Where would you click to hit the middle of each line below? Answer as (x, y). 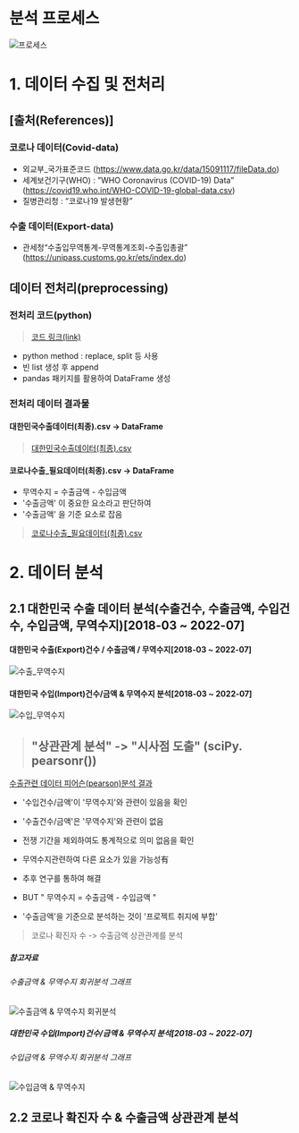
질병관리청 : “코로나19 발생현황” (77, 200)
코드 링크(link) (56, 336)
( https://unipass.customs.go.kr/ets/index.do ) (104, 258)
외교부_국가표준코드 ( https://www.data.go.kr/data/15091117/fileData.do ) (150, 169)
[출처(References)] (62, 120)
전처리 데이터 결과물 (50, 404)
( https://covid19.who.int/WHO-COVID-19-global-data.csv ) (129, 190)
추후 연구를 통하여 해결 (62, 878)
